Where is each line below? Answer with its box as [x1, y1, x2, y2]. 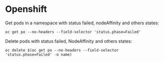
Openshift [5, 3, 47, 15]
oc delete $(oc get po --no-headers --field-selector [5, 48, 119, 53]
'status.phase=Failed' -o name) [5, 52, 72, 57]
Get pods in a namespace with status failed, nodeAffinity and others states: [5, 20, 159, 26]
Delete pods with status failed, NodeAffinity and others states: [5, 38, 133, 44]
